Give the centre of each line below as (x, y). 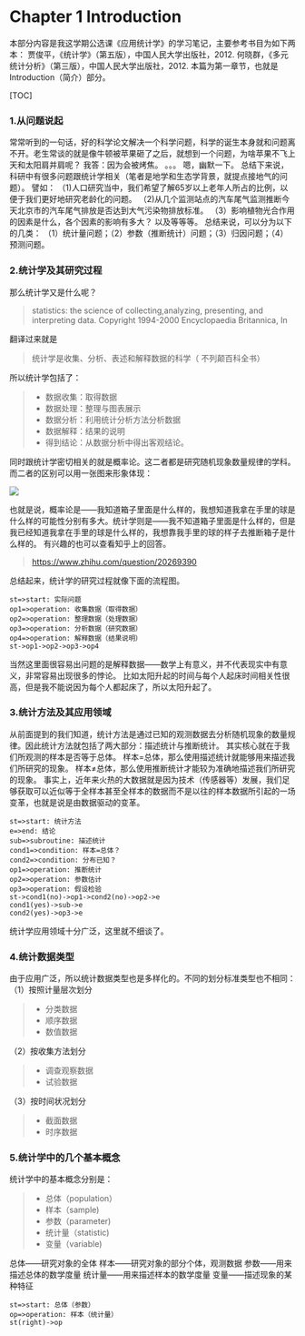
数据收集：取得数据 (81, 397)
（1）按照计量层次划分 (51, 990)
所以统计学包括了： (45, 377)
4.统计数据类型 (42, 956)
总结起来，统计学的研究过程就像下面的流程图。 (97, 581)
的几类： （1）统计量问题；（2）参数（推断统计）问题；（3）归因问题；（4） (149, 233)
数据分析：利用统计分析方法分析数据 (113, 420)
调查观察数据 (69, 1070)
